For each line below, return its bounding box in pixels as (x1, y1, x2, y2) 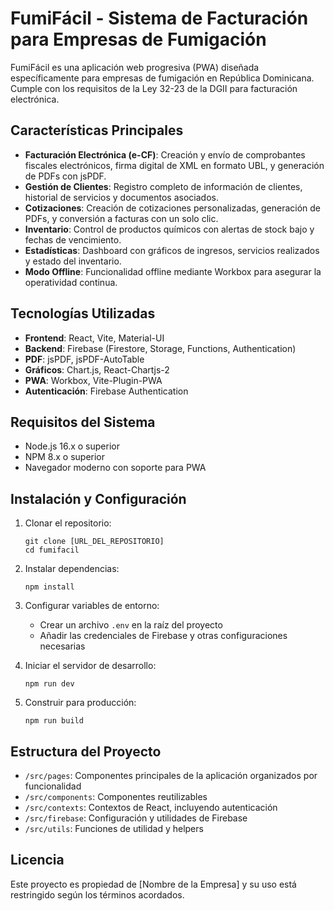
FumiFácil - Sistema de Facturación (10, 7, 309, 30)
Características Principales (10, 122, 184, 139)
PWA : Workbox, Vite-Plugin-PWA (24, 374, 163, 386)
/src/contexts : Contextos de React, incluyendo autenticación (24, 802, 278, 813)
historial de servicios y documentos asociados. (24, 191, 219, 203)
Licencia (10, 852, 65, 869)
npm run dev (24, 679, 75, 689)
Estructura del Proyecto (10, 743, 162, 760)
